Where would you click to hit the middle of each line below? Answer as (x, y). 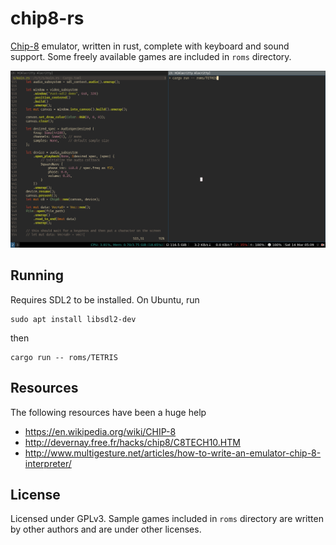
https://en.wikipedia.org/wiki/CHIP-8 (100, 431)
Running (37, 275)
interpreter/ (48, 463)
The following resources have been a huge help (108, 412)
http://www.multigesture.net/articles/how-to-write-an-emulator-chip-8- (173, 453)
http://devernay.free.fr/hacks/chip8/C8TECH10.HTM (132, 442)
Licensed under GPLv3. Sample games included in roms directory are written (167, 519)
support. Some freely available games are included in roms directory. (151, 56)
